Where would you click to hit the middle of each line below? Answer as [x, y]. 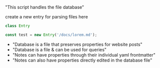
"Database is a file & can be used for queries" [59, 50]
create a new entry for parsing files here [47, 17]
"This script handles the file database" [45, 7]
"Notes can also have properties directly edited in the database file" [82, 60]
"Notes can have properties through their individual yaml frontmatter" [84, 55]
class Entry [17, 26]
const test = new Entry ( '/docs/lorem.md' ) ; [51, 35]
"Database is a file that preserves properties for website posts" [77, 44]
